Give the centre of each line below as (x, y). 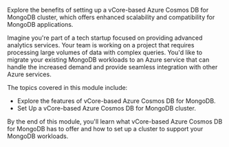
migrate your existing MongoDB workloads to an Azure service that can (108, 60)
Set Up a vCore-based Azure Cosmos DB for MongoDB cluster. (106, 108)
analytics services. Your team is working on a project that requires (101, 45)
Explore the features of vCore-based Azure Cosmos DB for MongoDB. (116, 101)
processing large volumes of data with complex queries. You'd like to (105, 52)
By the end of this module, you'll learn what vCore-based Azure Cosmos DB (115, 122)
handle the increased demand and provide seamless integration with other (112, 67)
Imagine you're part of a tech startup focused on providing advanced (105, 38)
